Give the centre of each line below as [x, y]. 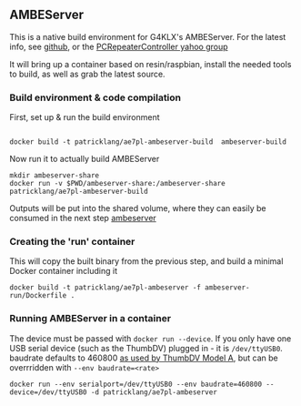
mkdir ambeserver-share [55, 176]
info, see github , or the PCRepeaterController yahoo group [119, 46]
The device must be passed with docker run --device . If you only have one [150, 338]
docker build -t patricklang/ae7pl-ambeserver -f [105, 288]
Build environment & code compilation [95, 97]
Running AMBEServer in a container [90, 319]
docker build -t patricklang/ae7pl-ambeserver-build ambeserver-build [148, 142]
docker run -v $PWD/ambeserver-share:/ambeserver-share [117, 184]
